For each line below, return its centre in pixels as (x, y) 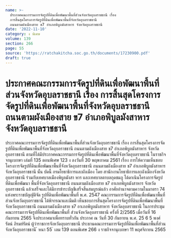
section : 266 (19, 44)
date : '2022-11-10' (26, 29)
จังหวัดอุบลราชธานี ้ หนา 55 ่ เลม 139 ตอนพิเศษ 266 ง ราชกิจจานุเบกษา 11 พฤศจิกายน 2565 (85, 230)
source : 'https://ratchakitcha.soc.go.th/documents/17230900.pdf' (78, 53)
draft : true (18, 58)
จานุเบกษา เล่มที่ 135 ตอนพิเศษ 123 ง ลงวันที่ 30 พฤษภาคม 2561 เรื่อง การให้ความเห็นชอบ (84, 160)
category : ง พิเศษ (23, 34)
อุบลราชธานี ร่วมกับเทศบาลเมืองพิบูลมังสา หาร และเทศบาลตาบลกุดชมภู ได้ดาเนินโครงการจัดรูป (84, 177)
